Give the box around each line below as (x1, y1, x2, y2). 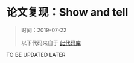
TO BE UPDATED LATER (6, 51, 66, 58)
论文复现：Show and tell (6, 5, 129, 19)
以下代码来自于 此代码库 (21, 39, 81, 46)
